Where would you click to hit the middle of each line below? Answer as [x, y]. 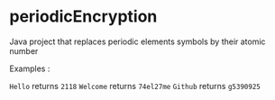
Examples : [30, 68]
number [24, 50]
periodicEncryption [83, 17]
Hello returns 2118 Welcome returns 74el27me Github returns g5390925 [135, 86]
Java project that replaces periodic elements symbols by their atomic [137, 41]
